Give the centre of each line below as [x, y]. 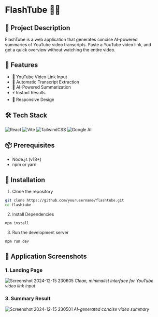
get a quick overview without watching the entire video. [60, 50]
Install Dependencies [33, 214]
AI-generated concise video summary [112, 309]
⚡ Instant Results [29, 92]
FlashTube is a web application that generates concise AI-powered [71, 39]
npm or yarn [24, 165]
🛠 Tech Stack [26, 115]
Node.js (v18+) [27, 159]
